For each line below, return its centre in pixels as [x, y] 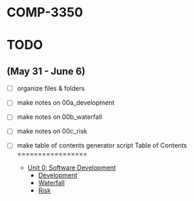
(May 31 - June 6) [46, 71]
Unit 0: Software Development [72, 167]
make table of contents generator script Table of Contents [102, 145]
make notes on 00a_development [66, 103]
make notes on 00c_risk [52, 131]
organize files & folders [51, 88]
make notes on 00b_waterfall [59, 117]
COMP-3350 [45, 12]
